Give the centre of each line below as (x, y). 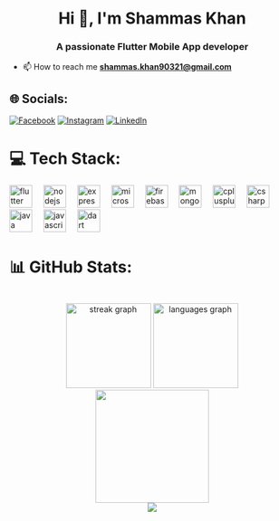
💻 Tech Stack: (65, 159)
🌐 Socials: (39, 99)
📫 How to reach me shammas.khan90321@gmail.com (127, 67)
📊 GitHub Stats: (71, 267)
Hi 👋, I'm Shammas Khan (152, 19)
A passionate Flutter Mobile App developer (152, 47)
